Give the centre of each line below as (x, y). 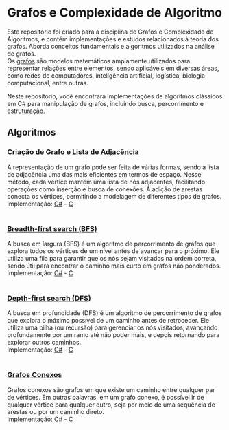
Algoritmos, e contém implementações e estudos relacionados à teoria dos (113, 39)
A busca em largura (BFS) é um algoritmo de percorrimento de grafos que (111, 244)
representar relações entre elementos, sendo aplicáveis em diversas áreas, (113, 68)
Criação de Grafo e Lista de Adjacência (73, 152)
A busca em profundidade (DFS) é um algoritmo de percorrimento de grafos (114, 313)
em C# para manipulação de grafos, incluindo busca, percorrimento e (106, 103)
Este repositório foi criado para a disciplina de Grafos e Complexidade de (110, 32)
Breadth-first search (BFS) (52, 228)
